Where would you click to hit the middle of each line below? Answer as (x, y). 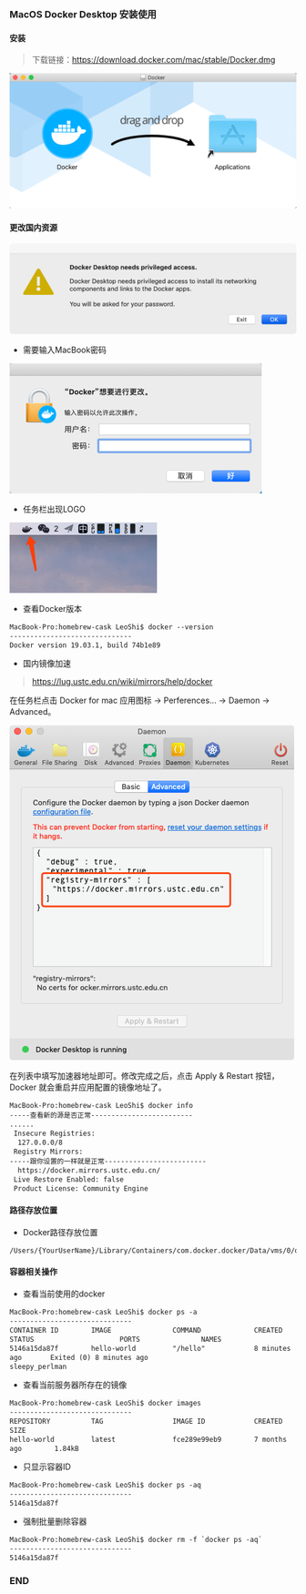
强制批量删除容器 (55, 1521)
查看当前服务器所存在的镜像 (75, 1385)
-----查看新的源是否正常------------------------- (101, 1116)
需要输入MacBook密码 (64, 350)
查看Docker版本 (52, 609)
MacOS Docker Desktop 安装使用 (83, 14)
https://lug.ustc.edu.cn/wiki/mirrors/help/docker (122, 682)
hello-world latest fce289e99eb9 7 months (148, 1439)
